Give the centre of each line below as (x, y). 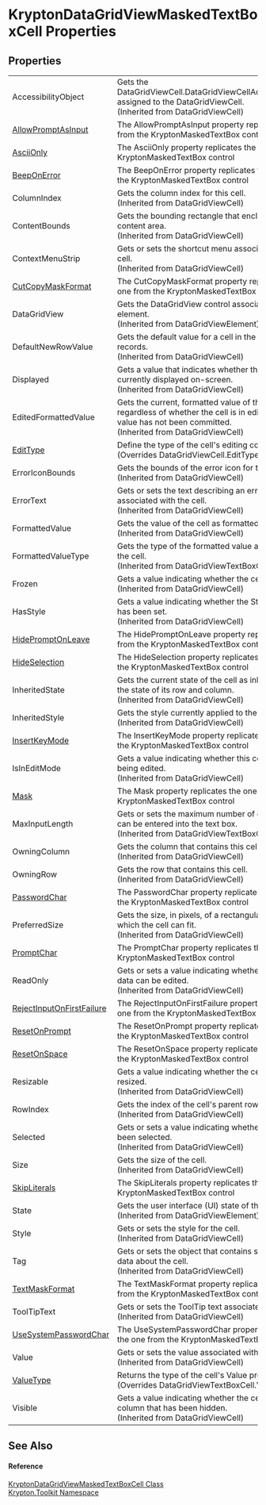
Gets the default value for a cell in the (186, 337)
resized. (132, 1082)
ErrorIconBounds (44, 472)
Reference (26, 1466)
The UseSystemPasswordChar (174, 1329)
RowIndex (30, 1110)
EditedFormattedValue (53, 417)
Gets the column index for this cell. (182, 193)
